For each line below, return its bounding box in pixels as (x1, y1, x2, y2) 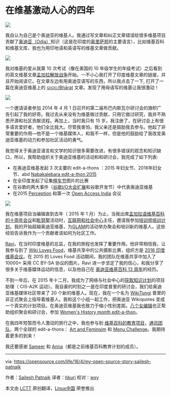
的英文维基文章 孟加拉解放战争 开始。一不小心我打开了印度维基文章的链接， (5, 71, 161, 78)
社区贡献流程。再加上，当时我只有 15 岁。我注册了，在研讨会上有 (22, 117, 159, 123)
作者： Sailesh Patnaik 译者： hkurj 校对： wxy (5, 374, 99, 380)
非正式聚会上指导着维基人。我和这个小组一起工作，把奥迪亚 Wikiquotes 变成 (5, 296, 165, 302)
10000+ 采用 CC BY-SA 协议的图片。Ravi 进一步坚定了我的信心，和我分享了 (5, 260, 164, 266)
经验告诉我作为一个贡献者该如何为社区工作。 (5, 230, 99, 236)
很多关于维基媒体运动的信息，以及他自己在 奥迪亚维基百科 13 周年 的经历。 (5, 266, 161, 272)
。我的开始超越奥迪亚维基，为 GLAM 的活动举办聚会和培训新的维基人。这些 (10, 223, 165, 230)
